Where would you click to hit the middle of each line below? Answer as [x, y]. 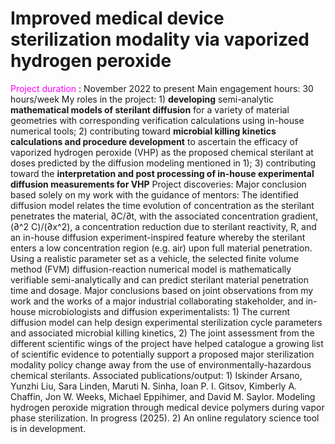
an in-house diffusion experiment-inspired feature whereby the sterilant [158, 237]
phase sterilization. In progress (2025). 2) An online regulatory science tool [165, 418]
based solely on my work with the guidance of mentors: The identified [154, 194]
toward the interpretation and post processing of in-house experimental [162, 173]
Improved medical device [117, 18]
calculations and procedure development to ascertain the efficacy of [154, 141]
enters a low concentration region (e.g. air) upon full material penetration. [161, 248]
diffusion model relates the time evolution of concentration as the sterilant [162, 205]
